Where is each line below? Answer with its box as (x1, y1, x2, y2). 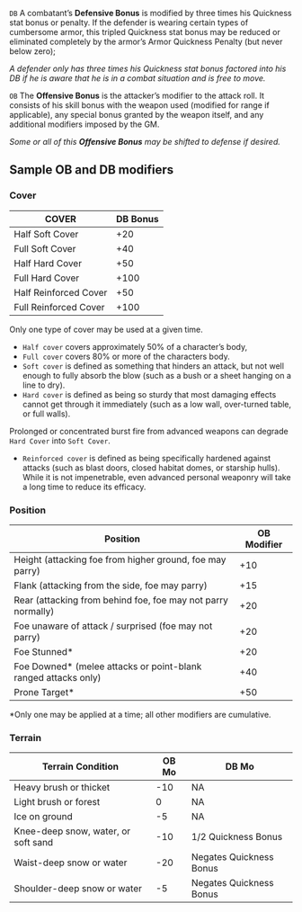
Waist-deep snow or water (13, 856, 128, 869)
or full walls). (22, 408, 71, 419)
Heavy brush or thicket (13, 782, 111, 794)
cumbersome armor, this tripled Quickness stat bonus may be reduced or (9, 27, 280, 37)
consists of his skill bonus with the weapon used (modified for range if (9, 100, 270, 111)
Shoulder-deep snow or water (13, 882, 142, 895)
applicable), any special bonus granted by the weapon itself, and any (9, 110, 264, 120)
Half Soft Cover (13, 228, 79, 240)
